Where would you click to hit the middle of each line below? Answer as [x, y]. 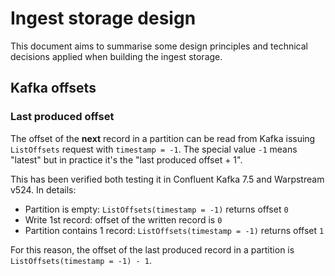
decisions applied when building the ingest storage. [116, 56]
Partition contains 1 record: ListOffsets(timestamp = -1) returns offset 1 [174, 230]
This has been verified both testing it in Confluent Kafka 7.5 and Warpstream [167, 179]
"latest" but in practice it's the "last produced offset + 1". [126, 159]
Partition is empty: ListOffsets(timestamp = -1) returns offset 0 [156, 209]
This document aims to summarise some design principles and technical [159, 46]
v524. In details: [43, 189]
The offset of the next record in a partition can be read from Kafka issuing [163, 138]
